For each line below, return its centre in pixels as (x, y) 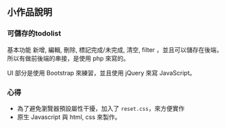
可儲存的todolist (34, 34)
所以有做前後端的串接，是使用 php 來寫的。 (68, 58)
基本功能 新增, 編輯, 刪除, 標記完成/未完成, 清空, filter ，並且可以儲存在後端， (115, 49)
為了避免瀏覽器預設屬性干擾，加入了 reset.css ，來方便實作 (101, 108)
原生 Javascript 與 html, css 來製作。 (69, 117)
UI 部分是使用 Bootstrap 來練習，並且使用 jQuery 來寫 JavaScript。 (102, 73)
